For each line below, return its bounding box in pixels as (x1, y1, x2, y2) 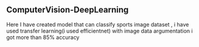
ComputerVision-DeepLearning (6, 5, 129, 15)
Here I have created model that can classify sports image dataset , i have (6, 20, 189, 28)
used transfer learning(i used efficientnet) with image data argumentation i (6, 27, 193, 34)
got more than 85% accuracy (6, 33, 80, 41)
